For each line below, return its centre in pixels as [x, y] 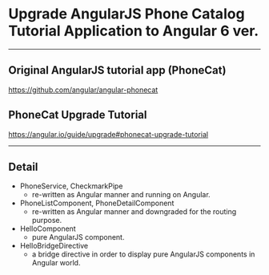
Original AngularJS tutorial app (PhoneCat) [117, 70]
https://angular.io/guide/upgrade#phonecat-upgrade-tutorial [108, 134]
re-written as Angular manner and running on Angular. [121, 195]
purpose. [47, 220]
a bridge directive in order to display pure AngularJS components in [143, 254]
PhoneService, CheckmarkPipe [71, 186]
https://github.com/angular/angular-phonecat [83, 90]
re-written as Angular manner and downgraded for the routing [134, 212]
